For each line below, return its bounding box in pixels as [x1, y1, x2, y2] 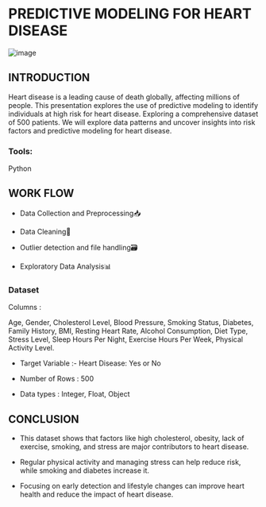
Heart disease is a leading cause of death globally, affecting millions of [8, 92, 240, 102]
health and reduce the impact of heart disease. [19, 490, 174, 499]
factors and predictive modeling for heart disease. [8, 126, 172, 135]
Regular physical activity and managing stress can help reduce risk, [19, 457, 241, 466]
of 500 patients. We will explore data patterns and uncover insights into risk [8, 117, 256, 127]
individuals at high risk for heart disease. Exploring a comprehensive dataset [8, 109, 259, 118]
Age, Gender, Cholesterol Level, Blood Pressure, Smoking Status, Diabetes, [8, 318, 254, 327]
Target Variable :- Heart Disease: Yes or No [19, 358, 161, 368]
